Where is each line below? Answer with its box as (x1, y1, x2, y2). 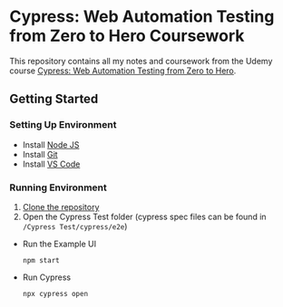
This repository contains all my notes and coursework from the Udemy (9, 55, 273, 66)
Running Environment (9, 181, 107, 194)
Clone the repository (22, 201, 100, 212)
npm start (22, 255, 61, 264)
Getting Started (9, 91, 99, 107)
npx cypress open (22, 289, 89, 298)
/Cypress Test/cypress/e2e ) (22, 220, 128, 232)
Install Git (22, 149, 58, 159)
